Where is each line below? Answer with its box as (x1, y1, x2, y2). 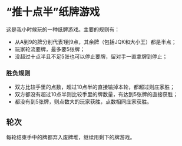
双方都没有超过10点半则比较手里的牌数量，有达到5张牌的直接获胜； (14, 91, 178, 98)
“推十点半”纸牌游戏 (6, 5, 100, 19)
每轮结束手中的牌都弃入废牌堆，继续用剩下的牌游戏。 (6, 134, 135, 141)
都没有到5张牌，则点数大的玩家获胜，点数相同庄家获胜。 (14, 98, 153, 106)
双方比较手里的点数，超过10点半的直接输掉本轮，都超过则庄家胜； (14, 83, 176, 91)
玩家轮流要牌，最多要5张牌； (14, 45, 85, 53)
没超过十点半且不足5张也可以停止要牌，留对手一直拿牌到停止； (14, 53, 168, 60)
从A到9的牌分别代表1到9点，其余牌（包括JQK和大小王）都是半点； (14, 38, 177, 45)
